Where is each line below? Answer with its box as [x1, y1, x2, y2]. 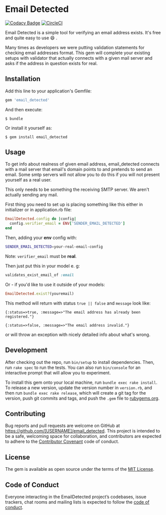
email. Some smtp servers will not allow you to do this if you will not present [5, 172, 160, 177]
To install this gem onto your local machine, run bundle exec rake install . [5, 379, 158, 385]
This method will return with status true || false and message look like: [5, 300, 151, 306]
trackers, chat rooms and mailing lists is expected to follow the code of [5, 499, 150, 505]
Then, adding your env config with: [5, 235, 77, 241]
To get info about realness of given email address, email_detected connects [5, 161, 160, 167]
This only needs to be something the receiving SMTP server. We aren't [5, 186, 150, 192]
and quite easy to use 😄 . [5, 35, 57, 41]
